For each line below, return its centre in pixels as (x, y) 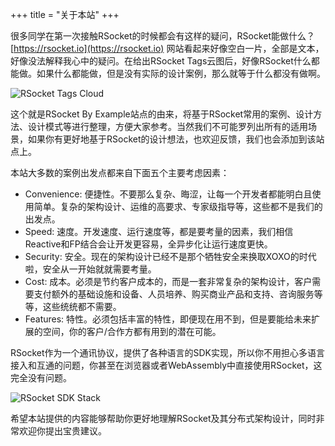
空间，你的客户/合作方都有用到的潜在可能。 (132, 331)
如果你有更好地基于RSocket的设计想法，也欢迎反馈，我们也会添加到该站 (176, 139)
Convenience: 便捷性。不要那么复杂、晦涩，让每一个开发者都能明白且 (168, 194)
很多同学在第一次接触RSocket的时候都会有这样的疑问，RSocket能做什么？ (162, 36)
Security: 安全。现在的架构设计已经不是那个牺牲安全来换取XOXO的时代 (170, 256)
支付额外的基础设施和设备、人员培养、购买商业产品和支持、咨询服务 (174, 294)
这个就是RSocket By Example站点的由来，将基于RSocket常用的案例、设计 (162, 114)
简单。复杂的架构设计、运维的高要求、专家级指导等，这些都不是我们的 (178, 206)
